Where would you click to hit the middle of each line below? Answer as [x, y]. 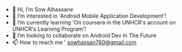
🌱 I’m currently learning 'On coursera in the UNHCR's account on [94, 22]
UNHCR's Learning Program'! [49, 29]
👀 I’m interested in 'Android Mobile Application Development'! [89, 16]
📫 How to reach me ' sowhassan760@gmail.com [74, 42]
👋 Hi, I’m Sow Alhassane [42, 9]
